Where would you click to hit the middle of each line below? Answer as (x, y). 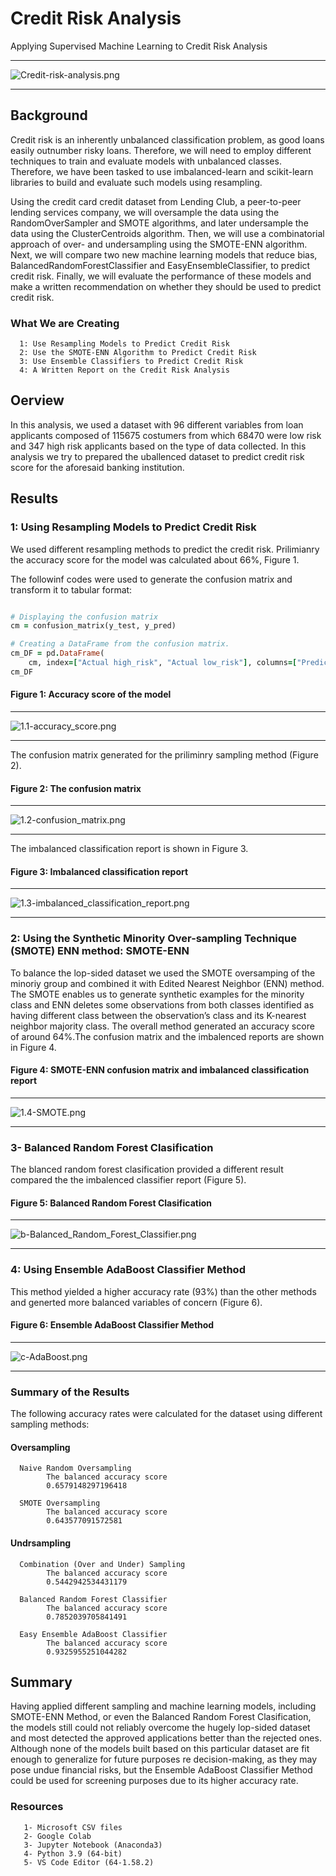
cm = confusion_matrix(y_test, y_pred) (93, 626)
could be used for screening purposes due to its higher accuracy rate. (154, 1781)
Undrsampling (41, 1543)
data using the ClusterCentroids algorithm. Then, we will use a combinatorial (167, 233)
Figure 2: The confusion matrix (76, 788)
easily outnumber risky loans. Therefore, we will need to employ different (161, 150)
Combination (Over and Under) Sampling (102, 1564)
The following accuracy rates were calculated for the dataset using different (166, 1414)
